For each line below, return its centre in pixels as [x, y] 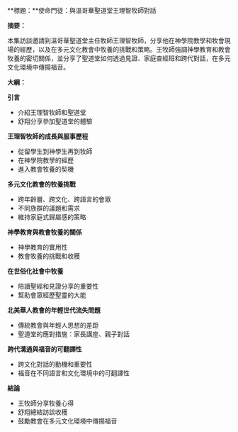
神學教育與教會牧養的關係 [45, 232]
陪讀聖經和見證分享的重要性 [58, 286]
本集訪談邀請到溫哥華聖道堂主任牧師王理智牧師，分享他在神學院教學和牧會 [116, 40]
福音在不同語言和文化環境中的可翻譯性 [73, 373]
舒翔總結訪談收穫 [42, 412]
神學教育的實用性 [42, 247]
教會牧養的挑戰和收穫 [49, 256]
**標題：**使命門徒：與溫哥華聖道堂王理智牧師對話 [82, 10]
